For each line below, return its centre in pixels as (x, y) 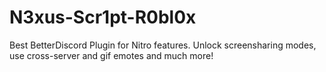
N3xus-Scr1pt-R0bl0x (103, 17)
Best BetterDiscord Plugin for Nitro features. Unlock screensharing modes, (163, 45)
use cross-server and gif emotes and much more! (111, 55)
